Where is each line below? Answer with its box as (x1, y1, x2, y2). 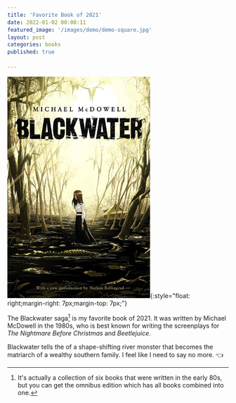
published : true (7, 49, 55, 56)
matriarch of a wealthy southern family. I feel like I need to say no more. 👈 (7, 350, 223, 359)
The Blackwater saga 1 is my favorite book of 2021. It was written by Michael (7, 312, 227, 322)
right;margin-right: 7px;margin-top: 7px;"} (7, 299, 128, 307)
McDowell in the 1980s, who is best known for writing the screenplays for (7, 321, 220, 330)
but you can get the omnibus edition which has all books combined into (17, 380, 224, 389)
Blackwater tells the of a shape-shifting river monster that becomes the (7, 342, 214, 351)
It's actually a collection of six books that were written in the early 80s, (17, 373, 223, 382)
